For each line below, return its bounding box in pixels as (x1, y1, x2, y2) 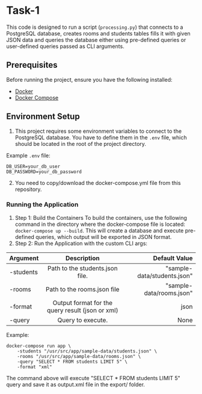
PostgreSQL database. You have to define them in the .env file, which (14, 133, 188, 141)
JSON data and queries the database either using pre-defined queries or (6, 36, 186, 43)
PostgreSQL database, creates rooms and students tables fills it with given (6, 29, 191, 37)
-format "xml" (17, 364, 52, 370)
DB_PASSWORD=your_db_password (6, 169, 82, 175)
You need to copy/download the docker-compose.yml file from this (14, 179, 182, 186)
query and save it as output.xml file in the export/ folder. (6, 381, 145, 388)
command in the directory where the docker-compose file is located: (14, 220, 185, 228)
